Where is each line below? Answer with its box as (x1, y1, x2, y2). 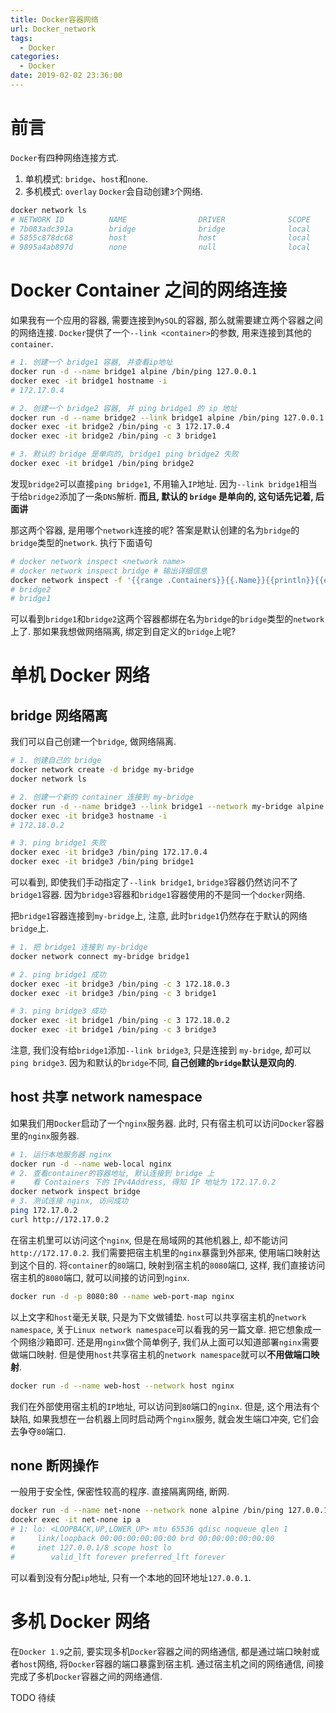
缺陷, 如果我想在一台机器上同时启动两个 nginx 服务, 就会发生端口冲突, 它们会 (10, 1412, 320, 1425)
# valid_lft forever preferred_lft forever (10, 1552, 226, 1562)
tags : (10, 33, 33, 43)
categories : (10, 52, 60, 62)
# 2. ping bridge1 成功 (10, 969, 107, 980)
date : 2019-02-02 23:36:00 (10, 71, 123, 81)
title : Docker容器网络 (10, 14, 99, 25)
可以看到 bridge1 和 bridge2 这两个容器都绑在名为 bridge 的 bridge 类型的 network (10, 613, 325, 625)
